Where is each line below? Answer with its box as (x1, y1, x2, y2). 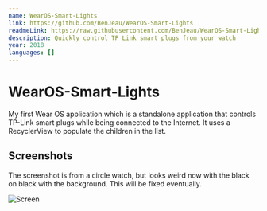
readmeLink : (8, 26, 48, 34)
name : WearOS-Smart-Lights (8, 11, 98, 20)
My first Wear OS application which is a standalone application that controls (8, 109, 257, 119)
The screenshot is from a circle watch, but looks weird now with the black (8, 170, 250, 180)
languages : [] (8, 49, 56, 57)
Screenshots (8, 149, 73, 163)
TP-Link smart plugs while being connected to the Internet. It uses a (8, 117, 230, 127)
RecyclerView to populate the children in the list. (8, 126, 167, 135)
